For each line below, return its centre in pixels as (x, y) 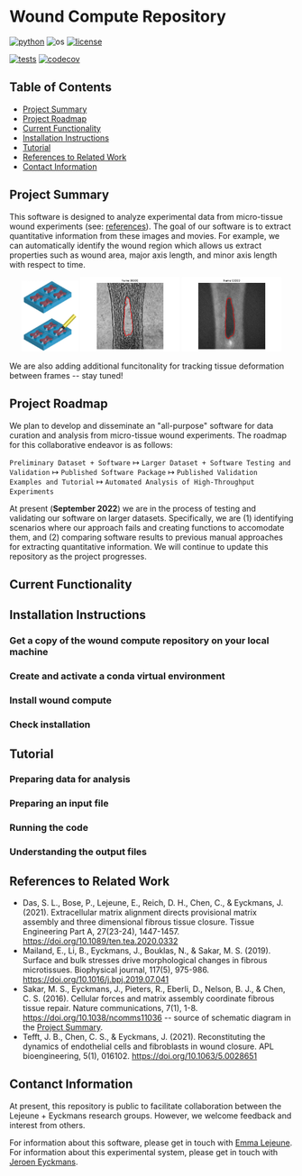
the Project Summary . (63, 1027)
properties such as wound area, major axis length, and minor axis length (143, 255)
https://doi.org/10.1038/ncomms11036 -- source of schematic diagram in (156, 1018)
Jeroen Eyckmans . (44, 1162)
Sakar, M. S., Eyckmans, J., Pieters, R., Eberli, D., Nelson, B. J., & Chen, (154, 989)
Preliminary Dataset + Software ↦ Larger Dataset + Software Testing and (150, 462)
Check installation (50, 725)
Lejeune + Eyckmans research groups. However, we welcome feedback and (151, 1116)
